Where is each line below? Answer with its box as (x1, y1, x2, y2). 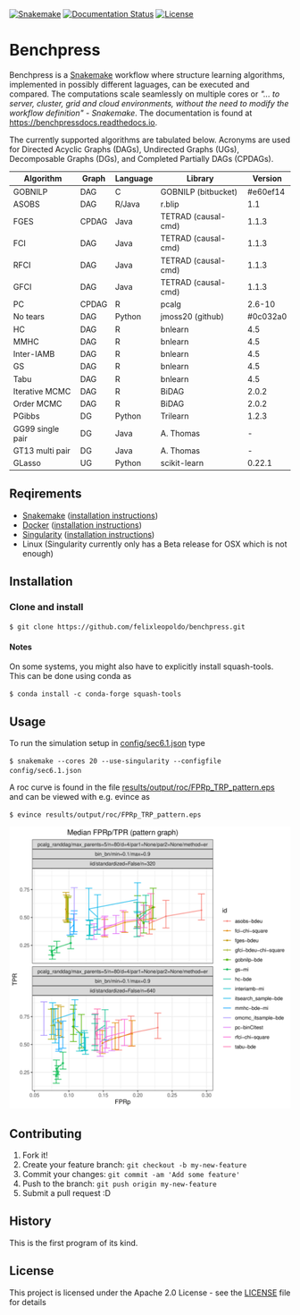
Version (252, 174, 283, 184)
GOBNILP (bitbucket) (160, 186, 238, 197)
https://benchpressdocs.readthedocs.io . (9, 116, 158, 128)
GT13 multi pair (12, 445, 71, 455)
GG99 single (12, 423, 60, 434)
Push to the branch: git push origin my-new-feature (21, 1178, 217, 1189)
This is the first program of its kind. (9, 1237, 138, 1248)
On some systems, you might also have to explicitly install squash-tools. (9, 661, 274, 672)
